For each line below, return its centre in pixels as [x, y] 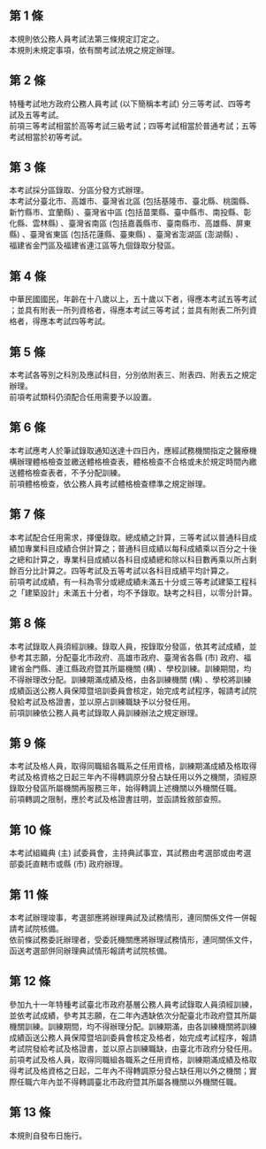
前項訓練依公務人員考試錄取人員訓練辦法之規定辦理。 [106, 713]
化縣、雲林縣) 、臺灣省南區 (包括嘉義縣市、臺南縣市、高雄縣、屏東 [130, 223]
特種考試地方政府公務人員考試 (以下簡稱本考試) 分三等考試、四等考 [130, 104]
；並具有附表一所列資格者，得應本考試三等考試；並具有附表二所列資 [133, 310]
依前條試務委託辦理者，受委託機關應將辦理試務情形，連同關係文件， [133, 939]
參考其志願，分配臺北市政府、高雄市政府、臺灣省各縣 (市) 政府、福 [130, 657]
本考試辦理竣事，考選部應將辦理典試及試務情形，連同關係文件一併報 [133, 917]
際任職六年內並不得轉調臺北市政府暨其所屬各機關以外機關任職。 [125, 1082]
